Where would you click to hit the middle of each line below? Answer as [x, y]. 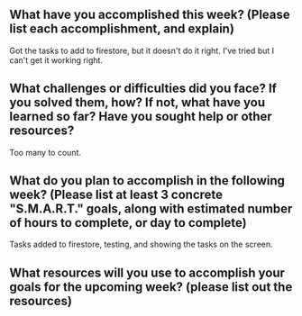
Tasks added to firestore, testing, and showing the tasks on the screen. [141, 244]
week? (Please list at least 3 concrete [116, 195]
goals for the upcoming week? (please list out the [151, 287]
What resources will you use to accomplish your [147, 272]
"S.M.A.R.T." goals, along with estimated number [151, 209]
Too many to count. [45, 152]
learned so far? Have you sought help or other [141, 117]
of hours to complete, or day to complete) [128, 223]
